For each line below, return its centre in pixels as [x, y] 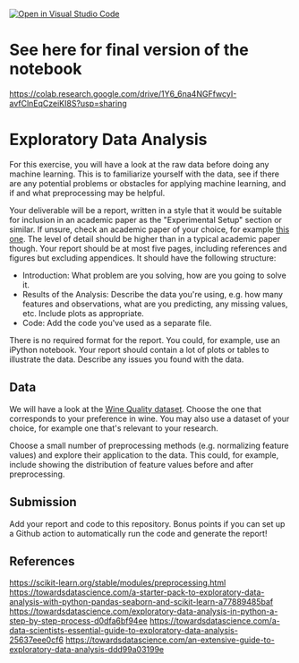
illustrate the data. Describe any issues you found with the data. [127, 359]
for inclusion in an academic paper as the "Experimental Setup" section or [145, 220]
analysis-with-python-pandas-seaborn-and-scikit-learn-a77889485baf [141, 602]
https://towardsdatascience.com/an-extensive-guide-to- [170, 640]
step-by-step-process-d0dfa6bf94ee [78, 621]
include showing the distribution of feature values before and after [131, 464]
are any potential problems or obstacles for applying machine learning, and [148, 183]
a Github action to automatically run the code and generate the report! [138, 533]
